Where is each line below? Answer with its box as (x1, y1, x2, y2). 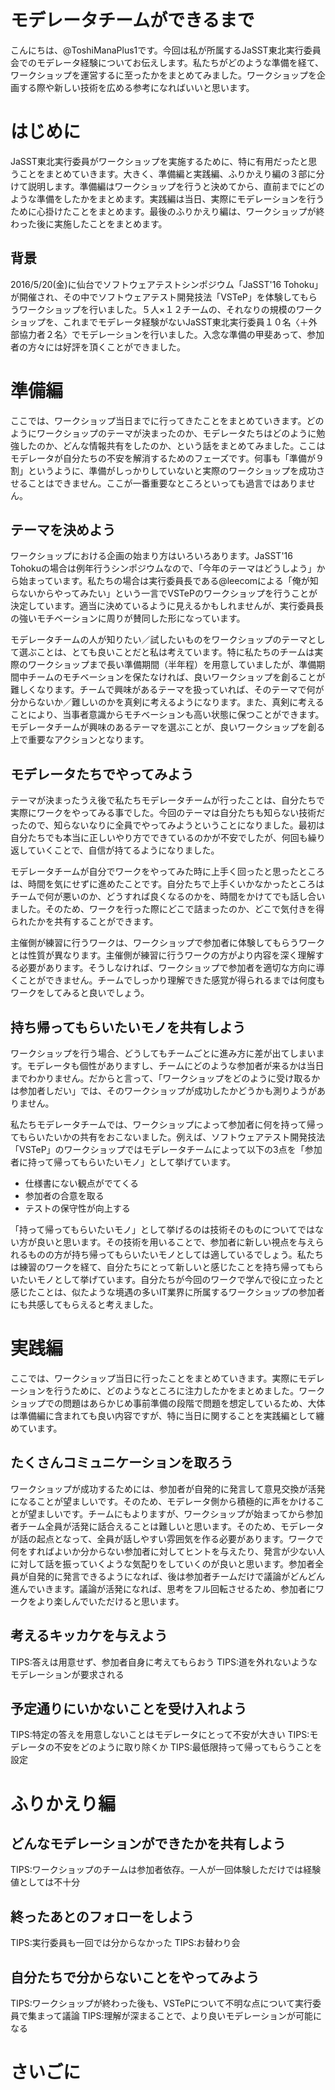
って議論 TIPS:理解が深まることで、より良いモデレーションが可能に (44, 2010, 322, 2022)
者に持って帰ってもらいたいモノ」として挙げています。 (10, 1156, 237, 1168)
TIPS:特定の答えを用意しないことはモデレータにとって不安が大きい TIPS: (10, 1729, 310, 1741)
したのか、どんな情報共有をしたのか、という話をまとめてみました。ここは (18, 439, 326, 451)
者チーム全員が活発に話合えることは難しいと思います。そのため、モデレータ (10, 1520, 325, 1532)
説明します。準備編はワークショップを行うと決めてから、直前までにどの (27, 180, 325, 192)
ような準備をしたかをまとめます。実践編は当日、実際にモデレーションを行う (10, 192, 325, 205)
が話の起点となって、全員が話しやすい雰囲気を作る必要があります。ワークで (10, 1532, 324, 1545)
